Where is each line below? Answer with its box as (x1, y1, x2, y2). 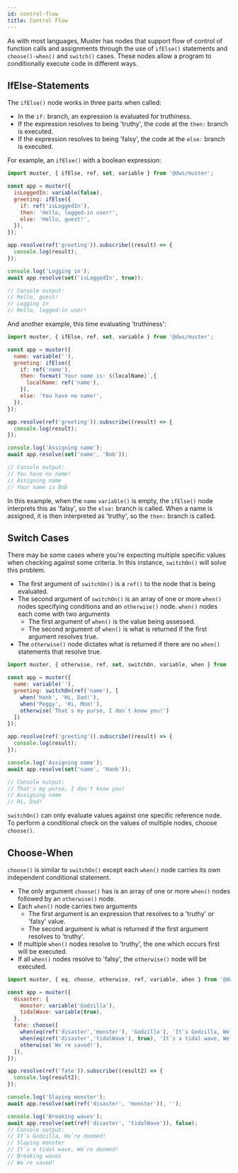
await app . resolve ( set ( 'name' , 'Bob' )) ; (7, 451, 129, 458)
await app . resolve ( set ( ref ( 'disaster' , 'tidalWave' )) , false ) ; (7, 1119, 198, 1127)
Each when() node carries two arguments (17, 902, 137, 910)
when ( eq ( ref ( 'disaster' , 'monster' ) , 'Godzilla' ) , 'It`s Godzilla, (20, 1028, 220, 1036)
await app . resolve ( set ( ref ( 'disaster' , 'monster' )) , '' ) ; (7, 1100, 182, 1107)
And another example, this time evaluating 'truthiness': (7, 320, 166, 329)
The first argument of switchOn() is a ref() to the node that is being (17, 580, 216, 588)
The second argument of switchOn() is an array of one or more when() (17, 595, 222, 603)
